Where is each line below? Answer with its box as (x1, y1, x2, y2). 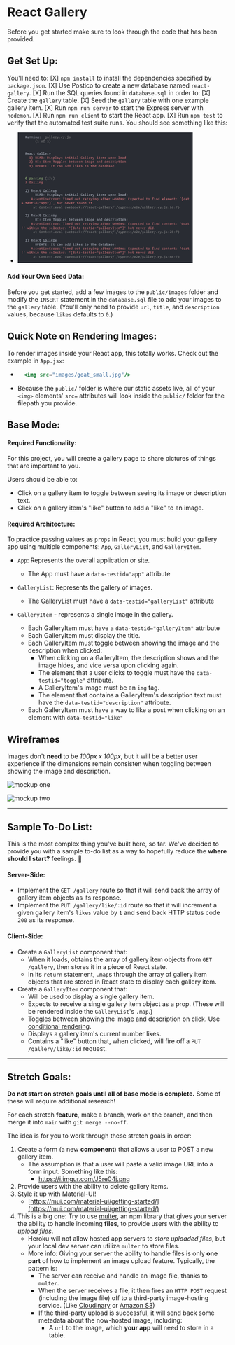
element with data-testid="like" (27, 713, 124, 722)
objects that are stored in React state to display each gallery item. (27, 977, 217, 986)
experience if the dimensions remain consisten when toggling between (7, 760, 212, 768)
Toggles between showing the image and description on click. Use (27, 1015, 220, 1023)
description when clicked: (27, 646, 103, 655)
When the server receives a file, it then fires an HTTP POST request (38, 1286, 227, 1295)
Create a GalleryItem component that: (17, 984, 128, 993)
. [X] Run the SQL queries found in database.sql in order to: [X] (29, 88, 211, 97)
